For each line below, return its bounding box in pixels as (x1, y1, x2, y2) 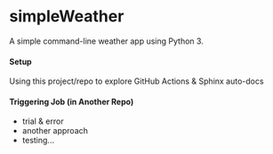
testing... (21, 135, 55, 146)
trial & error (21, 116, 64, 126)
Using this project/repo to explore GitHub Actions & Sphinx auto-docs (9, 76, 264, 86)
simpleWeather (9, 6, 124, 27)
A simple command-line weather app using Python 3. (9, 36, 205, 46)
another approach (21, 126, 89, 136)
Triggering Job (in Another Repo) (9, 96, 134, 107)
